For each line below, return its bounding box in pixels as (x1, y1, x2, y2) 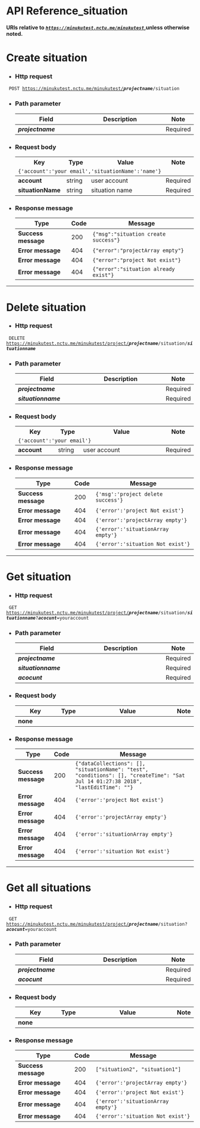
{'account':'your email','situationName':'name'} (17, 168, 162, 175)
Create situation (6, 51, 87, 65)
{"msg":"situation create (92, 231, 166, 238)
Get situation (6, 570, 71, 583)
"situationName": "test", (75, 766, 149, 773)
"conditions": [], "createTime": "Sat (75, 772, 186, 779)
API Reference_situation (6, 4, 128, 18)
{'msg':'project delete (95, 490, 163, 498)
